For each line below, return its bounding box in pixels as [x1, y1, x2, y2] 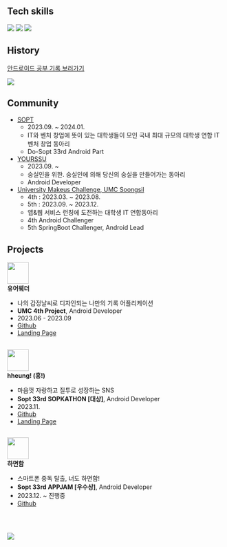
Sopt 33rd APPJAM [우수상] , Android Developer [17, 483, 153, 491]
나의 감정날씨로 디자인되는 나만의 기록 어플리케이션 [17, 299, 153, 307]
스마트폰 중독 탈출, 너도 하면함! [17, 474, 100, 483]
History [7, 45, 40, 57]
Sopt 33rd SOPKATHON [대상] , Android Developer [17, 394, 160, 403]
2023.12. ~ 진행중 [17, 492, 65, 500]
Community [7, 97, 59, 109]
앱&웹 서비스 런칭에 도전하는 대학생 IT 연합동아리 [27, 209, 158, 217]
